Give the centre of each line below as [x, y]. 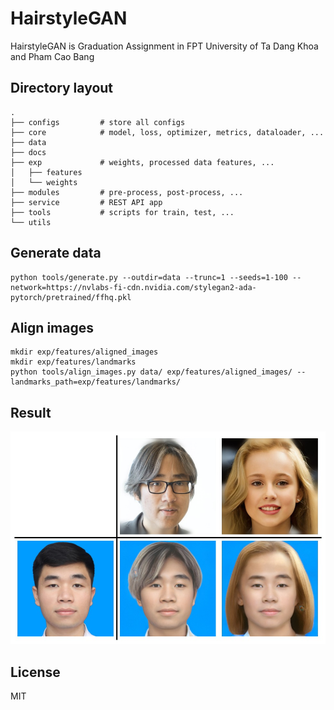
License [35, 672]
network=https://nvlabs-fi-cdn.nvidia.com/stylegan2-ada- [133, 287]
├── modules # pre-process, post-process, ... [127, 192]
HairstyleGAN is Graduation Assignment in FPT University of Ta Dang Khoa [164, 46]
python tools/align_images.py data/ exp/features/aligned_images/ [151, 372]
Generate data [56, 253]
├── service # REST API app [86, 202]
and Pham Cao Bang [52, 56]
